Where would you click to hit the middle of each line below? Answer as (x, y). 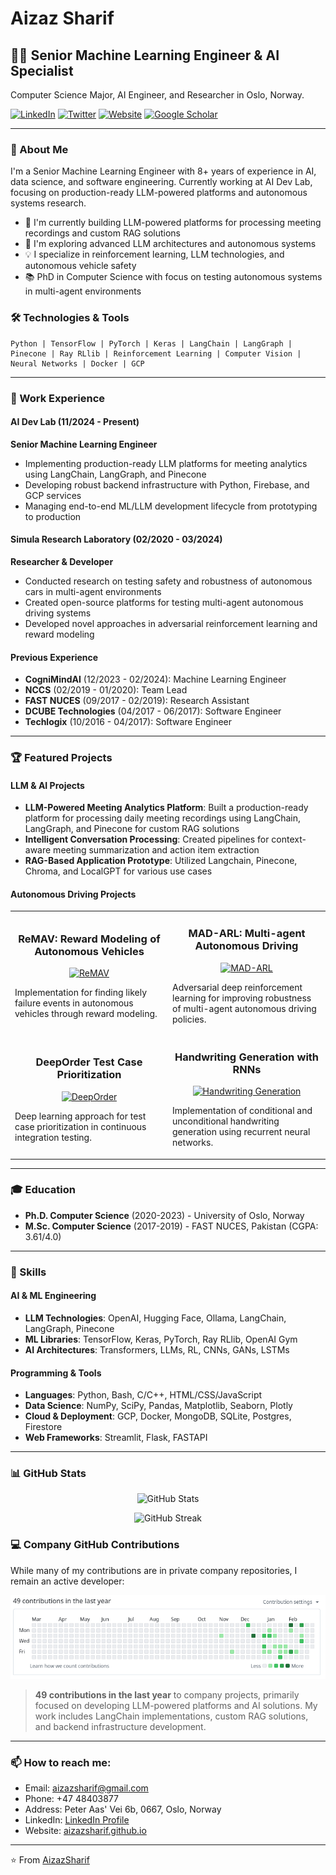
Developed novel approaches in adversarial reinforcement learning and (171, 623)
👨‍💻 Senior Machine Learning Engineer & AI (145, 55)
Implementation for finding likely (81, 992)
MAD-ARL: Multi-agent (247, 934)
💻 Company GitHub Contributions (95, 1545)
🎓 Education (43, 1190)
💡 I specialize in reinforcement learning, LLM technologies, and (154, 254)
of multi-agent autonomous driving (244, 1008)
